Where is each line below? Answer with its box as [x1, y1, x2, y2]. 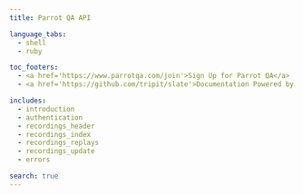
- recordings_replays [17, 138, 100, 148]
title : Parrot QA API [9, 13, 92, 23]
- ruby [17, 46, 43, 55]
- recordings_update [17, 147, 95, 156]
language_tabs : [9, 29, 67, 39]
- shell [17, 38, 47, 47]
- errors [17, 155, 51, 164]
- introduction [17, 104, 75, 113]
